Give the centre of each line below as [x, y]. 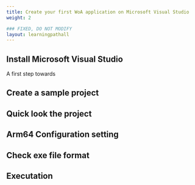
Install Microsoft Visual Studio [65, 59]
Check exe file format [48, 155]
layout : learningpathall [38, 34]
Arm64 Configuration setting [62, 135]
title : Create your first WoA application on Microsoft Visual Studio [98, 12]
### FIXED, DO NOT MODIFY [39, 29]
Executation [30, 176]
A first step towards [31, 74]
